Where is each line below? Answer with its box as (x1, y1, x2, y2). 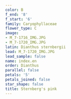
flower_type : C (5, 26, 37, 31)
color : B (5, 7, 23, 12)
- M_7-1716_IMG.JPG (5, 35, 46, 40)
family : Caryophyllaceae (5, 21, 57, 26)
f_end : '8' (5, 12, 28, 17)
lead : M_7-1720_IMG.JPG (5, 49, 55, 54)
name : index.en (5, 58, 37, 63)
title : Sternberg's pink (5, 86, 57, 91)
